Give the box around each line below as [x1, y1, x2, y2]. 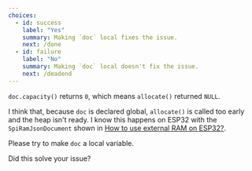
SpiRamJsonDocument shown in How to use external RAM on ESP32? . [8, 123, 227, 133]
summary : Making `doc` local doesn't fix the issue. [22, 63, 199, 71]
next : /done [22, 41, 61, 49]
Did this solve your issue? [8, 154, 91, 163]
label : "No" [22, 56, 61, 64]
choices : [8, 11, 37, 20]
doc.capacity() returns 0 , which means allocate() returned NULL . [8, 91, 220, 100]
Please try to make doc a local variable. [8, 138, 135, 147]
